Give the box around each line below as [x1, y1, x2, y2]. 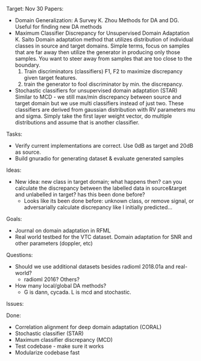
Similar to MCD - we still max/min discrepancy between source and [14, 93, 182, 100]
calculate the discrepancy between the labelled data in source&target [14, 184, 187, 192]
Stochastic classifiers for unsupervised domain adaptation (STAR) [14, 87, 178, 94]
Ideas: [6, 166, 22, 174]
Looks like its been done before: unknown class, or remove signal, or [23, 198, 194, 204]
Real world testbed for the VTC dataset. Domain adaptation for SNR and [14, 234, 193, 240]
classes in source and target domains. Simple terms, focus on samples [14, 42, 190, 49]
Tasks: [6, 130, 23, 138]
